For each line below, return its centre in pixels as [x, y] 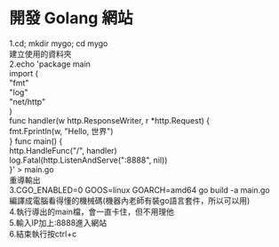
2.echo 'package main [50, 64]
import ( [24, 73]
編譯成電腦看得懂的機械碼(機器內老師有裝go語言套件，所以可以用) [130, 200]
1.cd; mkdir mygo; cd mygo [59, 43]
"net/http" [28, 101]
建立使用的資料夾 [40, 53]
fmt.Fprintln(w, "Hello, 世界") [61, 131]
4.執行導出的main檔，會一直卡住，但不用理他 [92, 211]
